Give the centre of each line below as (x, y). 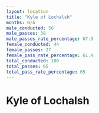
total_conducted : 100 (33, 61)
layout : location (27, 11)
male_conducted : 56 (30, 28)
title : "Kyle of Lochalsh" (39, 17)
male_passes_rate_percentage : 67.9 (50, 39)
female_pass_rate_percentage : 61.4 (50, 55)
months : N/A (21, 22)
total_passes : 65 (27, 66)
